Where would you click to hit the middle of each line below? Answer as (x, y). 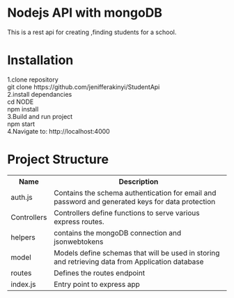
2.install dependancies (40, 94)
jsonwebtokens (78, 242)
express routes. (79, 221)
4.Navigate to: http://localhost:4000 (58, 131)
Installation (40, 60)
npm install (23, 109)
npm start (21, 124)
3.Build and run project (40, 116)
